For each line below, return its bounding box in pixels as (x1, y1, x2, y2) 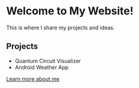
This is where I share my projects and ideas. (6, 24, 115, 31)
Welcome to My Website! (6, 4, 134, 18)
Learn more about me (6, 75, 60, 82)
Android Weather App (14, 63, 69, 71)
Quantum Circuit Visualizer (14, 57, 81, 64)
